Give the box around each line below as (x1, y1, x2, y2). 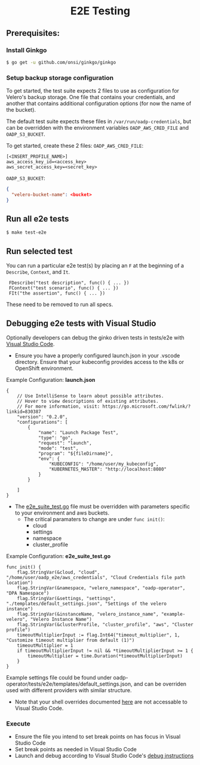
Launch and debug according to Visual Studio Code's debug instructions (14, 752, 194, 760)
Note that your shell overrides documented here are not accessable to (14, 698, 188, 705)
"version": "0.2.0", (17, 414, 68, 420)
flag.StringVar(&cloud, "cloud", (17, 569, 100, 575)
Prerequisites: (6, 28, 60, 38)
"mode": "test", (38, 445, 79, 451)
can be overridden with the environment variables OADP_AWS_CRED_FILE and (6, 124, 189, 131)
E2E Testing (70, 4, 131, 18)
